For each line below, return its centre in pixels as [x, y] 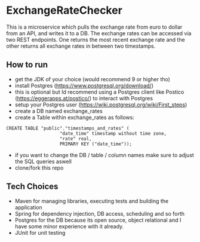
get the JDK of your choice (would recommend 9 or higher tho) [92, 79]
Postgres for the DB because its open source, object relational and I [98, 220]
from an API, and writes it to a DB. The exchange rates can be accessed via [99, 33]
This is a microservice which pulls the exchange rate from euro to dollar [94, 27]
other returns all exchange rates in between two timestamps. [81, 46]
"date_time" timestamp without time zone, [113, 133]
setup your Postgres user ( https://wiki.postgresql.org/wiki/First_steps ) [101, 105]
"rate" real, [76, 139]
